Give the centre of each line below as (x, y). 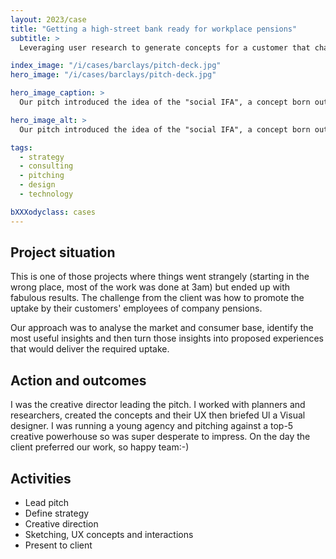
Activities (41, 478)
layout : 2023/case (48, 19)
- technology (46, 194)
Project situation (63, 252)
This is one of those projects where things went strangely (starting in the (160, 277)
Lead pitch (47, 503)
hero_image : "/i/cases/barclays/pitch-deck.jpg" (113, 75)
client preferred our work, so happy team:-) (100, 447)
